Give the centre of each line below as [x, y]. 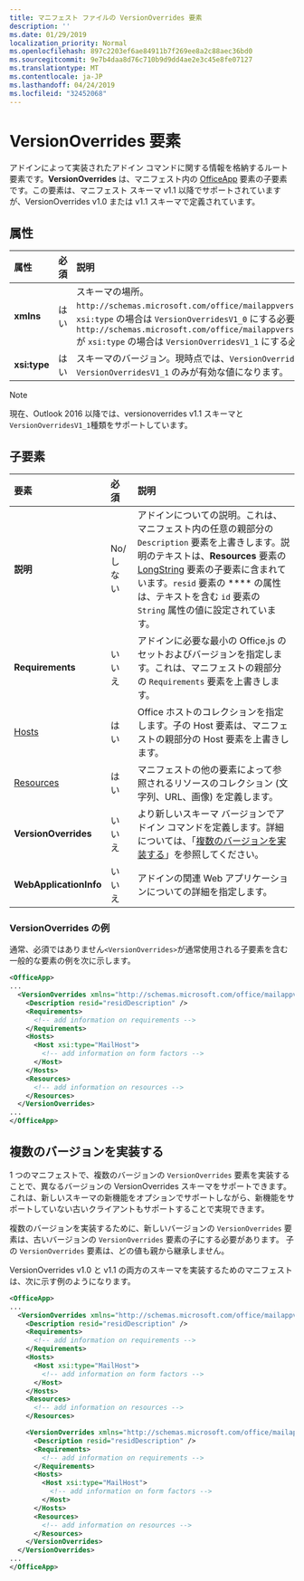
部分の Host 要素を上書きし [231, 739]
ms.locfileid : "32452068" [58, 93]
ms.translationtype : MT [54, 69]
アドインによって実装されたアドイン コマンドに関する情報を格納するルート [149, 167]
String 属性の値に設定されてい [202, 610]
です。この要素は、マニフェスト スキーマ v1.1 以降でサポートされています [146, 190]
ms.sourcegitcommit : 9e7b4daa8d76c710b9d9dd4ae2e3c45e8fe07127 [131, 60]
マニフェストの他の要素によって [205, 770]
